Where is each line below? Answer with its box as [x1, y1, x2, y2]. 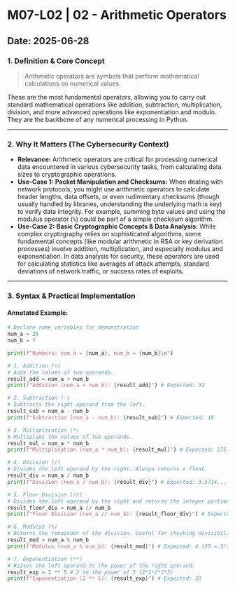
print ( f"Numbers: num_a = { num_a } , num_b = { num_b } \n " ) [7, 349, 173, 357]
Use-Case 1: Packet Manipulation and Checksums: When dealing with [17, 177, 223, 186]
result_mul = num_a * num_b [7, 440, 90, 447]
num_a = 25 [7, 330, 39, 338]
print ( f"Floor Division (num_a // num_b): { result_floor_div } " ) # [7, 510, 205, 518]
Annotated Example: [7, 309, 69, 317]
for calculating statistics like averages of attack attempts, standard [17, 259, 210, 268]
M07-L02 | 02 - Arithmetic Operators [7, 7, 227, 23]
